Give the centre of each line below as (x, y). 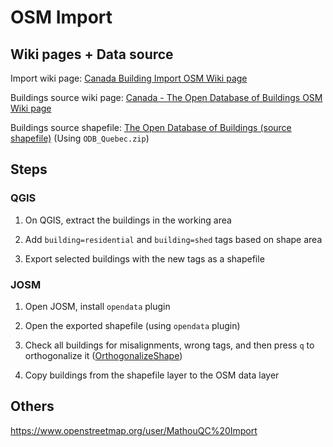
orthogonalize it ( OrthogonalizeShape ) (103, 355)
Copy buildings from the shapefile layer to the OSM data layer (152, 375)
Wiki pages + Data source (92, 54)
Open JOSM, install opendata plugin (97, 306)
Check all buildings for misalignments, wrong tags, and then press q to (169, 345)
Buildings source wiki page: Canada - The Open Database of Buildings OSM (166, 97)
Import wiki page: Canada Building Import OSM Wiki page (129, 78)
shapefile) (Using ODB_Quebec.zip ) (80, 138)
